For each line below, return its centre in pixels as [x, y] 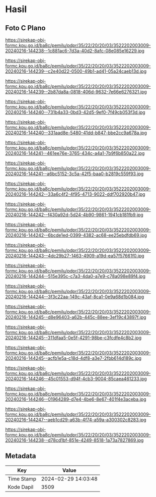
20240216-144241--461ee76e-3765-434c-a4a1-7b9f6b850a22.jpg [75, 153]
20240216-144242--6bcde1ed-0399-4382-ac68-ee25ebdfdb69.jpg [76, 235]
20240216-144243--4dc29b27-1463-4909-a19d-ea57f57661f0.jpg [75, 256]
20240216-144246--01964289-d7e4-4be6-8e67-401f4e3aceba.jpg [76, 399]
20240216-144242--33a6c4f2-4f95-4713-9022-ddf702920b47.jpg [75, 194]
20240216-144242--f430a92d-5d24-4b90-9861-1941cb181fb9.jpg [74, 215]
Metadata [21, 456]
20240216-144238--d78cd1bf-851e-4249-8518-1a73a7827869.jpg [74, 440]
